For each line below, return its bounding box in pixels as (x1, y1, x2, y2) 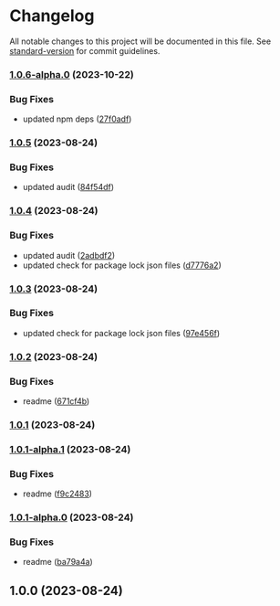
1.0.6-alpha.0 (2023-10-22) (9, 68, 134, 80)
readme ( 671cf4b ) (22, 396, 90, 407)
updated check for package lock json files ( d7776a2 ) (22, 260, 222, 271)
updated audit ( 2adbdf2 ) (22, 250, 116, 260)
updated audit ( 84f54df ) (22, 182, 115, 193)
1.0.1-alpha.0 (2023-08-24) (9, 511, 134, 524)
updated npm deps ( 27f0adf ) (22, 113, 132, 124)
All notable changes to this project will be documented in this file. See (9, 36, 272, 47)
